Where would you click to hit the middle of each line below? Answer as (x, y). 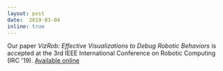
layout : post (26, 13)
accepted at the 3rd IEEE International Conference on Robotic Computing (111, 53)
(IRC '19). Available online (43, 61)
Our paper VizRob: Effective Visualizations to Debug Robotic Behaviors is (112, 46)
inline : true (26, 26)
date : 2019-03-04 (34, 20)
